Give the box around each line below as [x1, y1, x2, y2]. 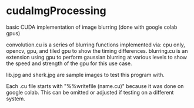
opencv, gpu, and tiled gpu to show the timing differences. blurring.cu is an [6, 47, 188, 54]
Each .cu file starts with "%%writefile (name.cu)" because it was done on [6, 82, 184, 89]
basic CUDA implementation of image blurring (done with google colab [6, 23, 178, 31]
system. [6, 95, 25, 102]
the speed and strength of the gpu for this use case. [6, 60, 132, 67]
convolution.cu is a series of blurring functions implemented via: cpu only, [6, 41, 185, 48]
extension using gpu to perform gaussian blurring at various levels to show [6, 53, 188, 60]
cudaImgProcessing [6, 4, 107, 18]
